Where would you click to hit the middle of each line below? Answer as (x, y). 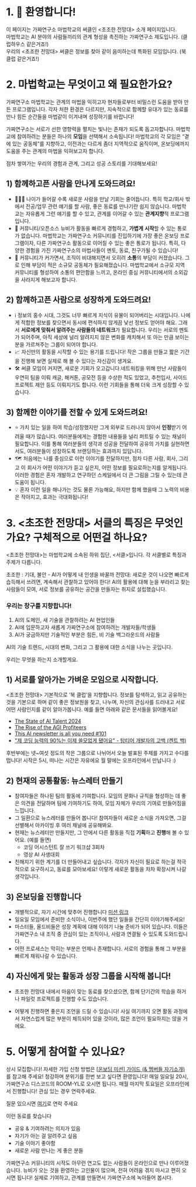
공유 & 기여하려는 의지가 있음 (47, 1128)
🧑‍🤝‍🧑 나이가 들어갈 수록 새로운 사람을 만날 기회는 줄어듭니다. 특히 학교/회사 (99, 199)
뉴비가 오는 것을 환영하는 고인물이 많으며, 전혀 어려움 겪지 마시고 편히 (102, 1170)
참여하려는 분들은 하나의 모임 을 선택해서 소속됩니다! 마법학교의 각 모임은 (99, 136)
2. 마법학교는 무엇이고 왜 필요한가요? (89, 85)
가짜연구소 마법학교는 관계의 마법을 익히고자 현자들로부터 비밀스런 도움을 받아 (94, 102)
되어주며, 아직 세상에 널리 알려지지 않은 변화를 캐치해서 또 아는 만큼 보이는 (105, 337)
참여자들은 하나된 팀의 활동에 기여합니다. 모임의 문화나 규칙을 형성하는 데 (97, 796)
